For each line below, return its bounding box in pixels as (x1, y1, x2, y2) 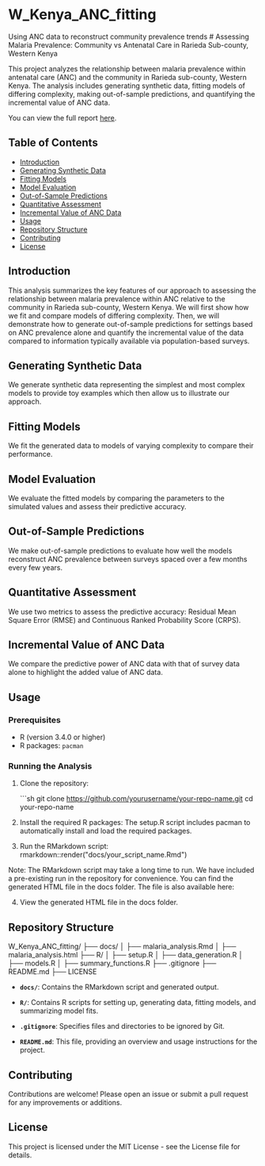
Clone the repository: (19, 779, 89, 788)
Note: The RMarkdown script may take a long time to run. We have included (8, 865, 255, 875)
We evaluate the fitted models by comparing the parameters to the (8, 493, 225, 503)
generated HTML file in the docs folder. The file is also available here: (8, 882, 235, 892)
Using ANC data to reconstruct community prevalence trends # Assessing (8, 32, 249, 41)
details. (8, 1150, 32, 1160)
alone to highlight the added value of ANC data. (8, 668, 164, 677)
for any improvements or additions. (8, 1098, 123, 1107)
